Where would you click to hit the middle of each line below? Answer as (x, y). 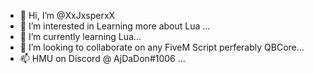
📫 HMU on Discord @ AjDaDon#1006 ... (102, 58)
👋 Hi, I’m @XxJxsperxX (67, 15)
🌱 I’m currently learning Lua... (80, 36)
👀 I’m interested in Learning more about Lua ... (115, 26)
